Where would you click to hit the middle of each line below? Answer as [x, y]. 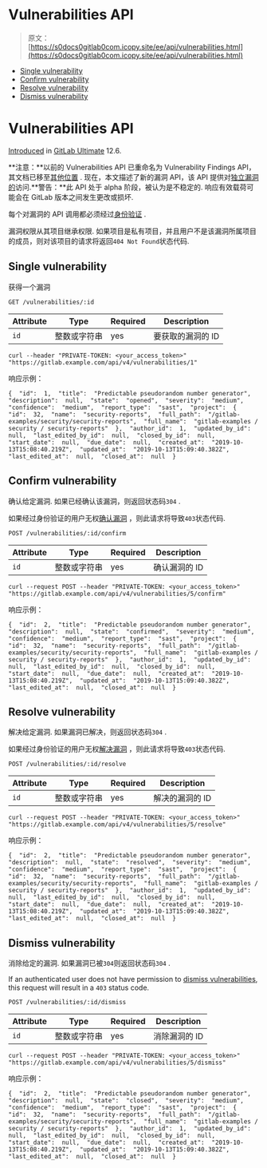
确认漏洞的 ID [179, 567]
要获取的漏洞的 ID [187, 336]
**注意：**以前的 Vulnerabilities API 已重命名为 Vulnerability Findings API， [132, 167]
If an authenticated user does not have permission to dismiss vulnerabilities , [133, 979]
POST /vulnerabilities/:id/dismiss [67, 1003]
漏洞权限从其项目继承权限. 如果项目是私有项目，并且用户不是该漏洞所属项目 [132, 231]
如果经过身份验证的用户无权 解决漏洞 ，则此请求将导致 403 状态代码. [117, 749]
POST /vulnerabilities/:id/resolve [67, 765]
